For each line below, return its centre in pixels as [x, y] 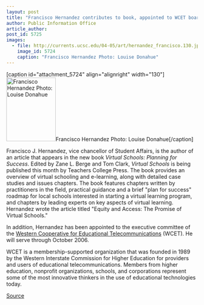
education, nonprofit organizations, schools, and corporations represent [96, 271]
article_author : [27, 29]
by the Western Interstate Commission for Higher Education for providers [98, 258]
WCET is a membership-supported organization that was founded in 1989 [98, 252]
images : [16, 40]
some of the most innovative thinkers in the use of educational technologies [101, 277]
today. [14, 284]
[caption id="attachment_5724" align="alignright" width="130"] [86, 74]
